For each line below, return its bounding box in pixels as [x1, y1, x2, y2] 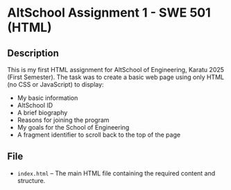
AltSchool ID [17, 101, 53, 109]
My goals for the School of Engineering [17, 123, 130, 131]
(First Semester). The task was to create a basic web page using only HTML [7, 73, 224, 81]
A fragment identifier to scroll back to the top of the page [17, 130, 181, 139]
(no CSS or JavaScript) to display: [7, 80, 104, 88]
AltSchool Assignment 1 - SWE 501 [7, 5, 211, 21]
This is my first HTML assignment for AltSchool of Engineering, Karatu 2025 [7, 66, 224, 74]
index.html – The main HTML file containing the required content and [17, 169, 216, 178]
